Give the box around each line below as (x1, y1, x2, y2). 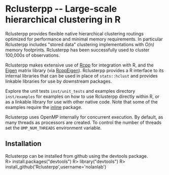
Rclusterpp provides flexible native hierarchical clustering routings (5, 30, 144, 37)
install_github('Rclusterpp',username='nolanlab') (5, 163, 107, 170)
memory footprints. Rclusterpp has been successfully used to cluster (5, 47, 150, 53)
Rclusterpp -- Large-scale (5, 3, 117, 15)
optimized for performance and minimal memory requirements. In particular (5, 36, 163, 42)
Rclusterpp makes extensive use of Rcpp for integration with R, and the (5, 62, 154, 68)
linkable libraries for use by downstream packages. (5, 78, 112, 84)
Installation (5, 139, 42, 148)
